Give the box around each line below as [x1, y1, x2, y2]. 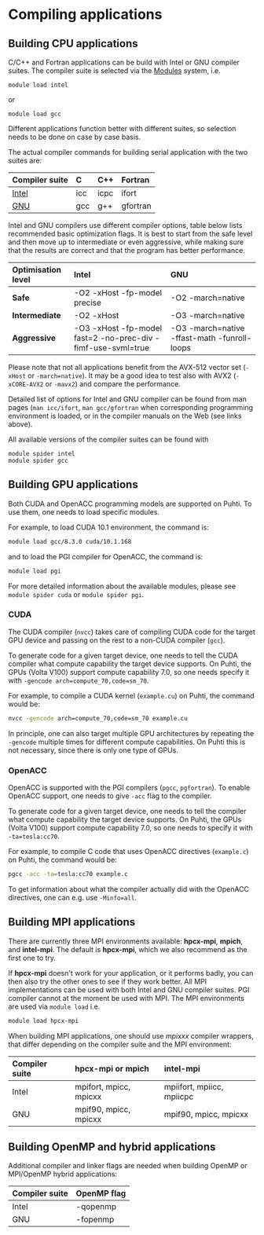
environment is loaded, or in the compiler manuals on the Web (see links [8, 411, 242, 420]
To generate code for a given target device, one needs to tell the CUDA [8, 650, 238, 660]
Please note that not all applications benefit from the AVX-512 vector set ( [8, 363, 246, 372]
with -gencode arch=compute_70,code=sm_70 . [8, 676, 149, 685]
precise [73, 297, 102, 308]
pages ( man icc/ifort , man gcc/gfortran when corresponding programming [8, 403, 254, 412]
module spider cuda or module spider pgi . [8, 589, 145, 599]
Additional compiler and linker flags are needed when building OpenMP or [8, 1161, 247, 1171]
